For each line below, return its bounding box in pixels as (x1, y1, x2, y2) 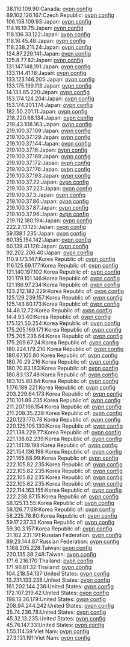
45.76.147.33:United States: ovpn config (6, 622, 105, 628)
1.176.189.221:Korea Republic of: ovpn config (6, 384, 116, 391)
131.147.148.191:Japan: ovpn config (6, 63, 91, 70)
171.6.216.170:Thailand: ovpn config (6, 557, 93, 564)
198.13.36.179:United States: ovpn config (6, 596, 107, 603)
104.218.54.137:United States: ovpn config (6, 570, 110, 577)
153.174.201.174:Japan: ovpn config (6, 101, 93, 108)
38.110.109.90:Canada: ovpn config (6, 5, 93, 12)
